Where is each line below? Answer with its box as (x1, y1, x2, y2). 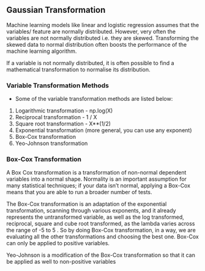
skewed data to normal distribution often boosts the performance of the (6, 41, 187, 48)
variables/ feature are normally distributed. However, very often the (6, 28, 176, 35)
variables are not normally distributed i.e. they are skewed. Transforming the (6, 34, 199, 42)
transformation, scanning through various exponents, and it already (6, 207, 176, 214)
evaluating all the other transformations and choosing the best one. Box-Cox (6, 233, 199, 240)
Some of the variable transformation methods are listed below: (15, 95, 173, 103)
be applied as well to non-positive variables (6, 258, 116, 265)
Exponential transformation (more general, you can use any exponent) (15, 127, 192, 134)
